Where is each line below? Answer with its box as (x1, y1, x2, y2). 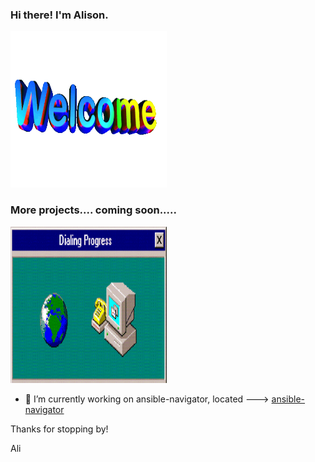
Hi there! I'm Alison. (10, 8, 109, 22)
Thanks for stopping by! (10, 423, 109, 435)
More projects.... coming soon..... (10, 203, 177, 217)
